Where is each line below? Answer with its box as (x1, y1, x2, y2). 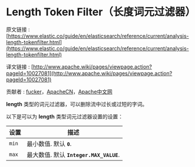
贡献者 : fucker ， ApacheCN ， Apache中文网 (6, 88, 113, 95)
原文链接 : (6, 26, 30, 33)
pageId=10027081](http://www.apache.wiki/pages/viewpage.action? (6, 70, 173, 77)
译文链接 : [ (6, 63, 34, 70)
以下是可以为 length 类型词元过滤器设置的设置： (6, 113, 124, 120)
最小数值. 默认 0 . (27, 139, 72, 148)
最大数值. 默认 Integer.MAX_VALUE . (27, 151, 120, 159)
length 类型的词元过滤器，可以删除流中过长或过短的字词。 (6, 100, 148, 107)
